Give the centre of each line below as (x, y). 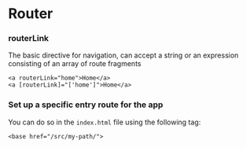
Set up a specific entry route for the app (86, 105)
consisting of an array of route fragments (75, 64)
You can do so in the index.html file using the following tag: (105, 122)
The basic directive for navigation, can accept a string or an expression (123, 55)
